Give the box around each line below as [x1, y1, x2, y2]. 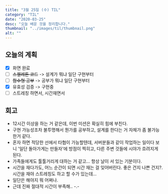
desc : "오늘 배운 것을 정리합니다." [5, 21, 70, 27]
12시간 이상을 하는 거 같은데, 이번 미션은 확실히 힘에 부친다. [12, 120, 128, 126]
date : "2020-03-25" [5, 17, 46, 22]
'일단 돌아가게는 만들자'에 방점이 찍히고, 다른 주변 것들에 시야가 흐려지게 [18, 145, 158, 151]
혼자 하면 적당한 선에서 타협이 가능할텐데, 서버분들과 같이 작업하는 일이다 [12, 139, 154, 145]
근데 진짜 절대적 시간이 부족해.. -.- [12, 183, 79, 189]
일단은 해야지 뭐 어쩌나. [12, 177, 59, 183]
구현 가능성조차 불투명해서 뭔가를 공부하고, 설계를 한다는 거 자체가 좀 [12, 127, 146, 133]
